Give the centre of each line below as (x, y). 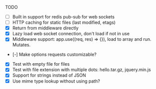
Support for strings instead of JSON (49, 75)
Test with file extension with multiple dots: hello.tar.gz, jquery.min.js (81, 70)
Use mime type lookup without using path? (56, 81)
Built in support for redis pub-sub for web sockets (63, 17)
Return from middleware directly (45, 28)
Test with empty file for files (41, 64)
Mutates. (21, 45)
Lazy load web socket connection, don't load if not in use (71, 34)
